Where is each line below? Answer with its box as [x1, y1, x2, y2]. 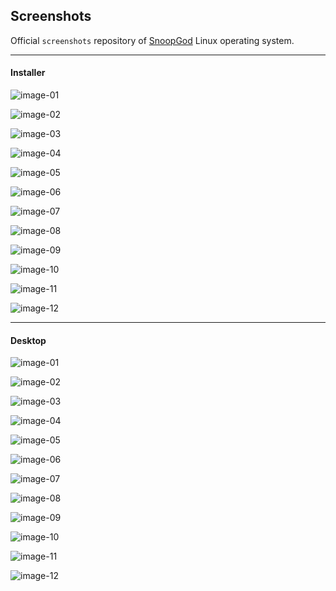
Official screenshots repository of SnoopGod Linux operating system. [10, 34, 295, 46]
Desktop [10, 334, 47, 346]
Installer [10, 67, 46, 79]
